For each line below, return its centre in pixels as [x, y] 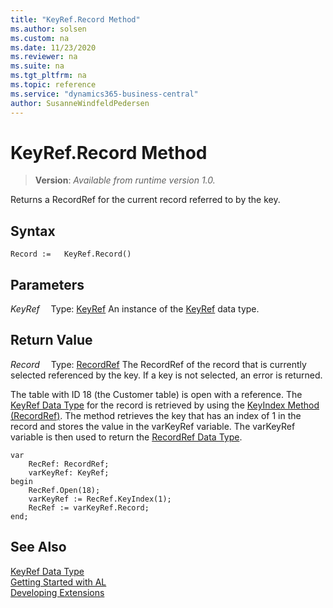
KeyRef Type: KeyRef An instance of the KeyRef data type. [135, 309]
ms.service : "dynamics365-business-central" [104, 94]
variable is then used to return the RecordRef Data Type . [126, 437]
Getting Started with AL [58, 582]
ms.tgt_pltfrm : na [48, 76]
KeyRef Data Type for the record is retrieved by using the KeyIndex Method [165, 405]
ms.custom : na [40, 38]
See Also [38, 547]
